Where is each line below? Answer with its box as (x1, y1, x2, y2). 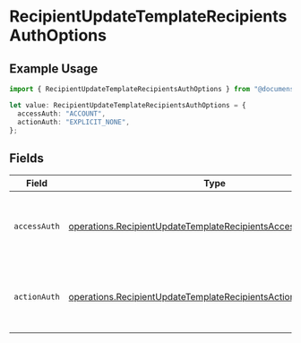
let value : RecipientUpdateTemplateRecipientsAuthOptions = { (9, 100, 246, 109)
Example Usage (9, 61, 99, 76)
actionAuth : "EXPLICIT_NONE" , (17, 117, 130, 126)
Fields (9, 150, 45, 166)
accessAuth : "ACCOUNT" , (17, 109, 106, 118)
